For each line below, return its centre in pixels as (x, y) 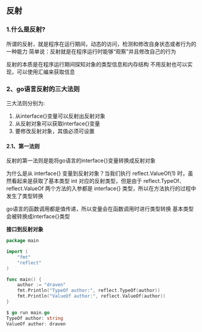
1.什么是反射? (26, 30)
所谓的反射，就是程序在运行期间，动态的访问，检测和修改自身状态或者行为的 (101, 43)
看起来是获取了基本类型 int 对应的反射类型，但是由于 (77, 181)
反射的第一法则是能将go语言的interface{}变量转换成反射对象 (81, 161)
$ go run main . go (28, 313)
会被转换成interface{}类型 (38, 217)
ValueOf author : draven (36, 324)
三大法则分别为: (26, 103)
